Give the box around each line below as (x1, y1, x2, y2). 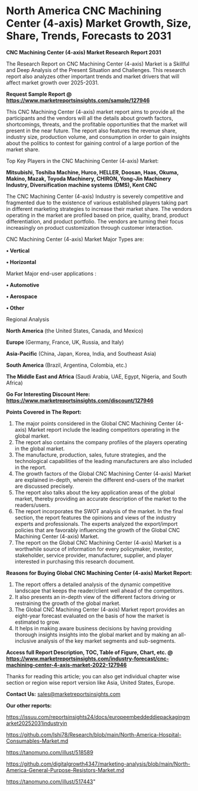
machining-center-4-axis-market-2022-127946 (6, 661, 127, 668)
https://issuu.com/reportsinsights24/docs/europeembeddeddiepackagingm (6, 713, 190, 720)
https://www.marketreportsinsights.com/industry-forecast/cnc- (6, 655, 170, 662)
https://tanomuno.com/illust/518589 (6, 748, 93, 756)
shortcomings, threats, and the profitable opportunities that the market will (6, 121, 187, 128)
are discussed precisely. (14, 483, 74, 490)
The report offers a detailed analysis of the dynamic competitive (14, 581, 171, 588)
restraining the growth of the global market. (14, 600, 121, 607)
